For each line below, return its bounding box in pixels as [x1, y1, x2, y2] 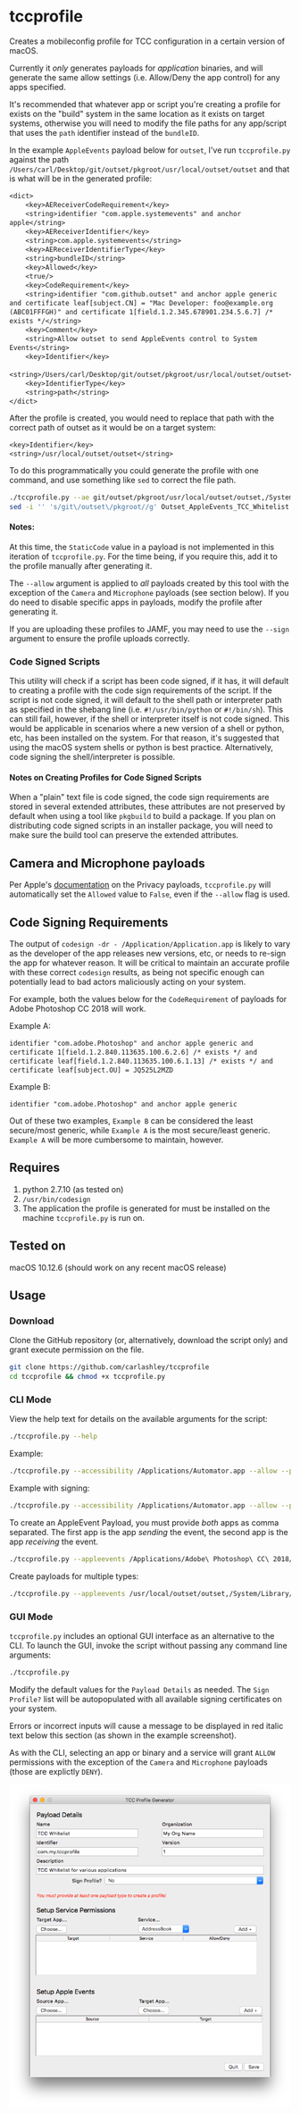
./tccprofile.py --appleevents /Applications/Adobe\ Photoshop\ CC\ [9, 1555, 270, 1564]
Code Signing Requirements [9, 915, 169, 930]
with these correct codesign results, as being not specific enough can [9, 967, 265, 978]
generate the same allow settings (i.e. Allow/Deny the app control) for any [9, 71, 280, 82]
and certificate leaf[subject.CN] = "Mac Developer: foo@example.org [9, 298, 274, 307]
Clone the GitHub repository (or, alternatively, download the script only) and [9, 1335, 288, 1346]
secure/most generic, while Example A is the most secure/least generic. [9, 1125, 271, 1136]
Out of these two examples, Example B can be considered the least [9, 1115, 254, 1126]
